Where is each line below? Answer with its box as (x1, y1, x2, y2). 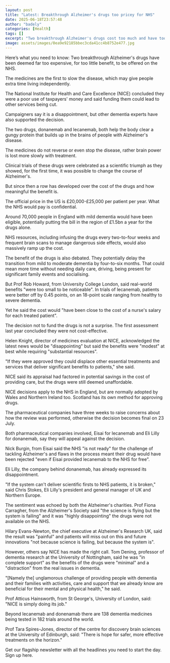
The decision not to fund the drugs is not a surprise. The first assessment (5, 322, 158, 328)
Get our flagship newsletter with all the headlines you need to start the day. (5, 647, 162, 653)
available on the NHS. (5, 518, 51, 524)
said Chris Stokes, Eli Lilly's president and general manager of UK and (5, 486, 151, 493)
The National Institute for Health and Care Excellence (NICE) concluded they (5, 90, 164, 97)
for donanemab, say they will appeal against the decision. (5, 436, 125, 442)
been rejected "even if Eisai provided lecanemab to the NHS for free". (5, 456, 150, 462)
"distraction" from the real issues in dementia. (5, 565, 101, 571)
